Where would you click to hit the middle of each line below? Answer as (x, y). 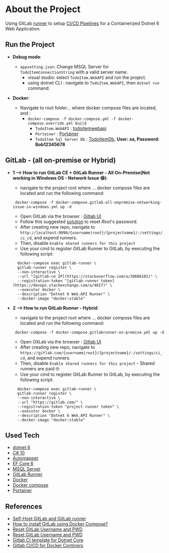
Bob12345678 (50, 144)
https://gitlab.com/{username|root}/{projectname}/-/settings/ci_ (91, 353)
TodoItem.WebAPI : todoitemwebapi (71, 128)
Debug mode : (27, 57)
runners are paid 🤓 (40, 368)
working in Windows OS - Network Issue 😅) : (60, 178)
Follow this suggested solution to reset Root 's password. (79, 222)
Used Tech (22, 435)
